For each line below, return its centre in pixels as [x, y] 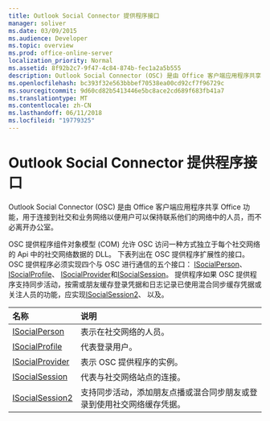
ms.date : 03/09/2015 [43, 31]
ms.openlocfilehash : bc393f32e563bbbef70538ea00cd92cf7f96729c [117, 83]
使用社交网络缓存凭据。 [141, 404]
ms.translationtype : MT [48, 98]
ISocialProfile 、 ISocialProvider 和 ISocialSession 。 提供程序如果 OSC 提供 [129, 274]
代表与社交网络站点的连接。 [133, 377]
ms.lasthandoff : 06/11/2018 [55, 114]
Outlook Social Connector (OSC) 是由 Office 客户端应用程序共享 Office [125, 207]
